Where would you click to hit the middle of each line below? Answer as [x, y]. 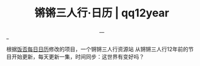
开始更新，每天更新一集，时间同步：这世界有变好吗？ [78, 56]
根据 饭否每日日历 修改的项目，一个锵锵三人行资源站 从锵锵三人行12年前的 [98, 49]
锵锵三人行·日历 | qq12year [102, 13]
